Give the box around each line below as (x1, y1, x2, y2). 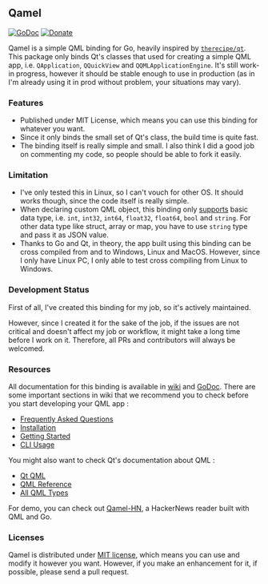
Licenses (8, 532, 45, 543)
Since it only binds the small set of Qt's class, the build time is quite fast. (19, 132, 258, 143)
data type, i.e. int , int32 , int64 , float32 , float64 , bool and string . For (19, 213, 251, 223)
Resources (8, 364, 51, 375)
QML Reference (19, 480, 72, 489)
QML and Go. (8, 512, 52, 522)
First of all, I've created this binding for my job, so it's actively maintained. (8, 302, 251, 312)
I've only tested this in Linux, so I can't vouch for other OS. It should (19, 187, 244, 197)
